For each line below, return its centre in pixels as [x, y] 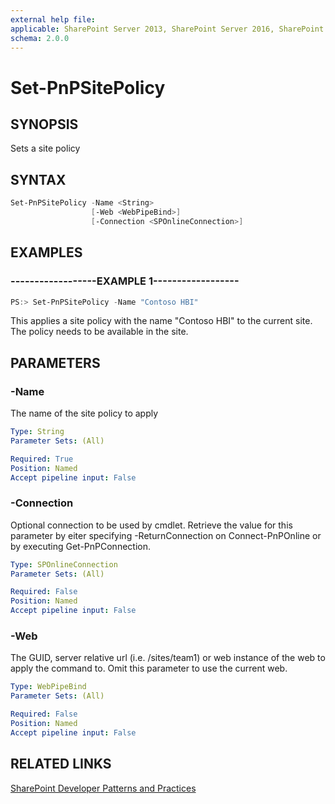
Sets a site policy [45, 148]
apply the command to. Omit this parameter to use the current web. [149, 668]
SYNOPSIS [44, 124]
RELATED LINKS [61, 764]
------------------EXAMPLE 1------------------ [125, 281]
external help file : [53, 19]
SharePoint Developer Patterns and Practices [103, 788]
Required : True [42, 459]
